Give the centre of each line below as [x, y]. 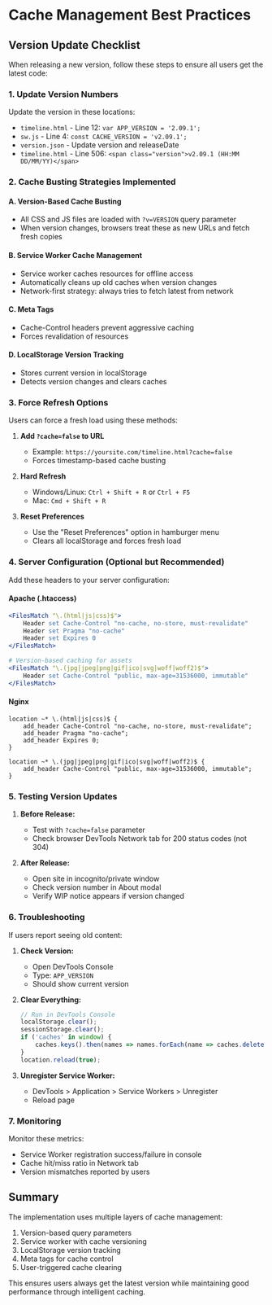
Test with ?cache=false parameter [89, 830]
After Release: [45, 863]
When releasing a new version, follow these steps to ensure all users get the [136, 64]
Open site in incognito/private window [96, 879]
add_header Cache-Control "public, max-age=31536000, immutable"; [138, 769]
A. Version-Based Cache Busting [65, 201]
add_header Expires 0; [61, 740]
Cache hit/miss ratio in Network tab [80, 1163]
